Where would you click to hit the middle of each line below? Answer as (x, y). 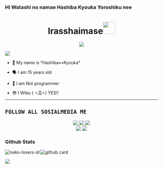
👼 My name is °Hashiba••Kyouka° (46, 62)
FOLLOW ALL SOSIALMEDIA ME (46, 112)
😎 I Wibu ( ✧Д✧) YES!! (35, 93)
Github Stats (20, 141)
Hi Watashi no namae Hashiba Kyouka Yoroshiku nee (68, 7)
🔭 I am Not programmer (35, 83)
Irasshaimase (75, 31)
